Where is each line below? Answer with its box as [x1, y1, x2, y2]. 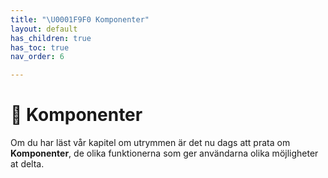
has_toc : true [10, 42, 70, 53]
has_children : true [10, 33, 92, 43]
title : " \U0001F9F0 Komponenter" [10, 14, 150, 25]
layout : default [10, 24, 78, 34]
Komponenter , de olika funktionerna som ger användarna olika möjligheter [10, 147, 319, 160]
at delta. [10, 158, 45, 170]
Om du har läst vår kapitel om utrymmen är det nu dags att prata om [10, 137, 291, 149]
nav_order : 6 [10, 52, 65, 62]
